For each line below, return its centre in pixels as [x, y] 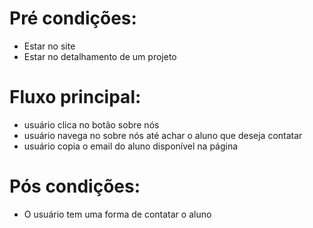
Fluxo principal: [75, 97]
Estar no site [49, 46]
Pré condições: [73, 18]
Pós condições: [75, 186]
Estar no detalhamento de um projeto [100, 56]
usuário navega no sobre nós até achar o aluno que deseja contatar [163, 135]
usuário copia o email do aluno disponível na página [131, 146]
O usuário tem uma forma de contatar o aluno [117, 214]
